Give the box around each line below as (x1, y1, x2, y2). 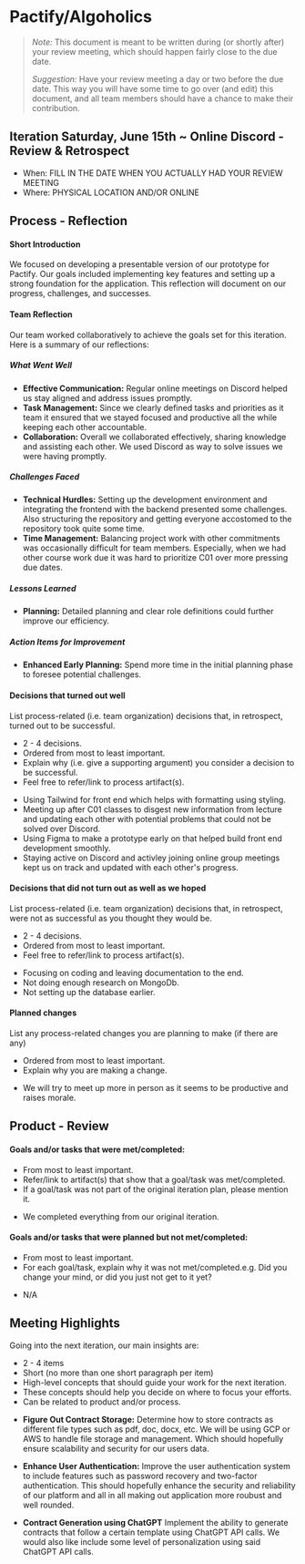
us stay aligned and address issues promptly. (22, 392, 193, 403)
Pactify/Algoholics (9, 6, 153, 27)
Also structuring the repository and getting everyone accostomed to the (22, 513, 293, 525)
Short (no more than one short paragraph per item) (22, 1367, 214, 1378)
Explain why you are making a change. (22, 1065, 168, 1076)
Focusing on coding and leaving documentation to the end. (22, 967, 244, 978)
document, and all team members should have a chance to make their (31, 93, 294, 104)
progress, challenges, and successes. (9, 288, 152, 299)
